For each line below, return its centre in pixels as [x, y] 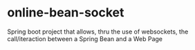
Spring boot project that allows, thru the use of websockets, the [98, 32]
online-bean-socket [66, 13]
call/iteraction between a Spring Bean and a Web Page [85, 38]
